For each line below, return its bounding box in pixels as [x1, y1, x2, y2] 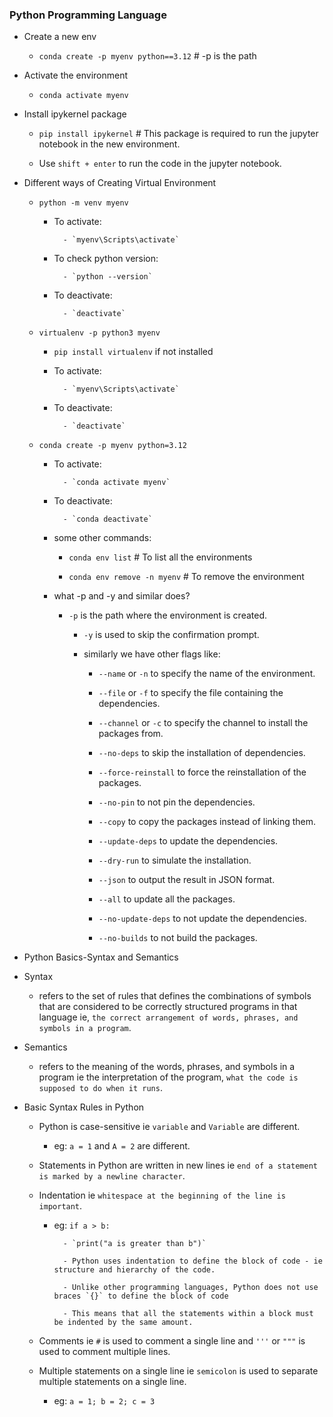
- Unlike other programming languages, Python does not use [62, 1283, 319, 1293]
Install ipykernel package [23, 108, 127, 120]
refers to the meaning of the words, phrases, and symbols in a [38, 1061, 296, 1073]
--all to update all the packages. [98, 893, 236, 905]
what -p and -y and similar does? [53, 590, 191, 602]
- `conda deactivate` [62, 514, 153, 525]
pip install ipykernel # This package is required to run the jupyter [38, 128, 319, 140]
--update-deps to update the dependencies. [98, 835, 279, 847]
